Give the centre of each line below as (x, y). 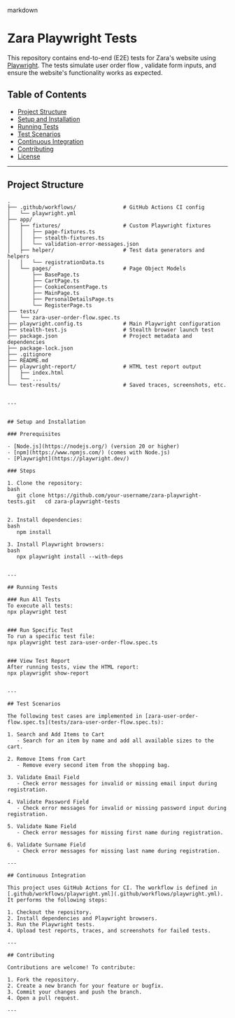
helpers (19, 256)
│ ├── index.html (36, 373)
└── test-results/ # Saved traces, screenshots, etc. (117, 385)
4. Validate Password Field (48, 802)
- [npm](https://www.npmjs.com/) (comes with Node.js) (89, 452)
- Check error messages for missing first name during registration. (120, 832)
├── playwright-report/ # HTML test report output (104, 366)
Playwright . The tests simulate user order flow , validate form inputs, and (112, 65)
